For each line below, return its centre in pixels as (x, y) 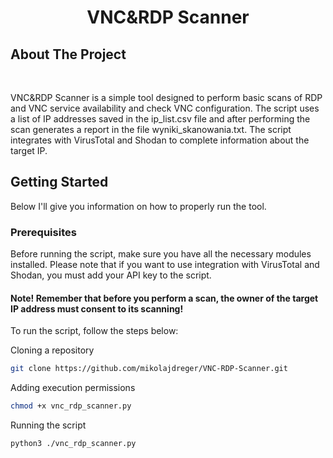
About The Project (68, 54)
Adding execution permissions (73, 388)
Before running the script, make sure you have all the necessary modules (161, 254)
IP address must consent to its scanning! (97, 308)
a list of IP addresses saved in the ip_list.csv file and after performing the (160, 119)
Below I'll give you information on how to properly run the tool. (138, 206)
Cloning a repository (52, 350)
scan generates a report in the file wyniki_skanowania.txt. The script (151, 129)
